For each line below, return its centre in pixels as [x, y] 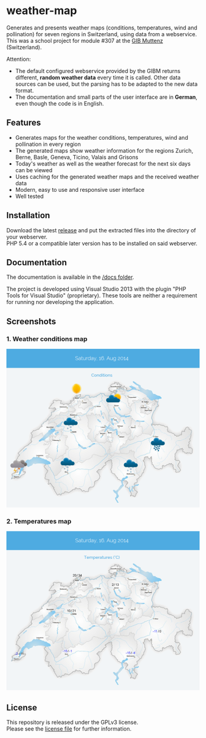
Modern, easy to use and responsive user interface [80, 189]
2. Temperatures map [39, 521]
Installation [28, 215]
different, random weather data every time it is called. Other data [98, 77]
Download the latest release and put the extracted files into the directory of [101, 230]
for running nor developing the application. [60, 302]
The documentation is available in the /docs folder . [70, 277]
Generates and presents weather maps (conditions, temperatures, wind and [102, 28]
